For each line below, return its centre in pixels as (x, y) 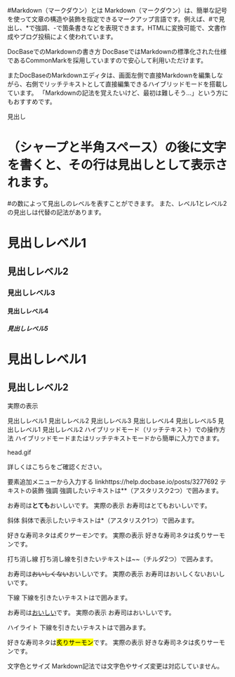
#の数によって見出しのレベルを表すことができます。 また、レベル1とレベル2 (117, 203)
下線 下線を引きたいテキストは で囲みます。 (69, 597)
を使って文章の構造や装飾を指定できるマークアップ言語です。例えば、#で (113, 19)
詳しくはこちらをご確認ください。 (56, 466)
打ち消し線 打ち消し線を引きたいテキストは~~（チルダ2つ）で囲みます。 (112, 559)
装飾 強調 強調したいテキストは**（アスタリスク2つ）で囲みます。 (127, 490)
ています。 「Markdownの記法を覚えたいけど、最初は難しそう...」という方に (118, 93)
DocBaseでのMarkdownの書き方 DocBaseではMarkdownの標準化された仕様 (117, 52)
